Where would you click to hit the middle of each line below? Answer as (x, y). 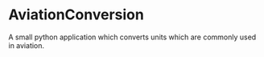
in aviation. (27, 45)
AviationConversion (76, 15)
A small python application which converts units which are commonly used (132, 37)
